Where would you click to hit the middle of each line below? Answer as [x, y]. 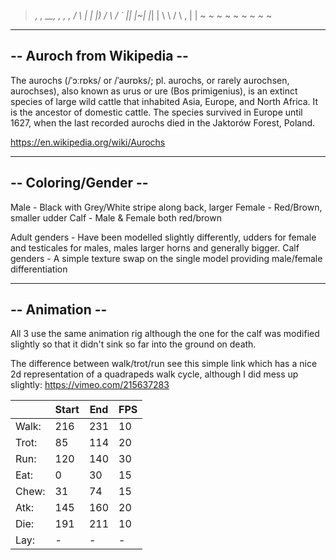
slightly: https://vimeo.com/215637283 [90, 385]
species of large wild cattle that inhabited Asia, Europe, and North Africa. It [164, 101]
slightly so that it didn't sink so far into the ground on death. [133, 344]
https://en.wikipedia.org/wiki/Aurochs [88, 142]
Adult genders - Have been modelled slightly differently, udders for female [163, 237]
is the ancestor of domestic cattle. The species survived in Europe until [156, 112]
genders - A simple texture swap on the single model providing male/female [166, 258]
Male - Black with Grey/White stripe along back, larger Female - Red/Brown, [166, 207]
